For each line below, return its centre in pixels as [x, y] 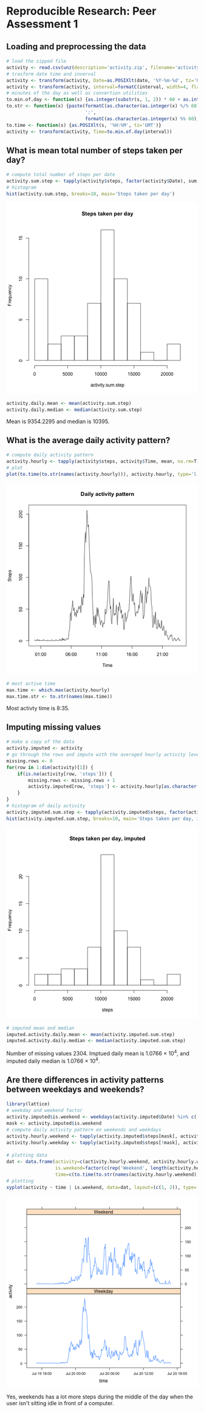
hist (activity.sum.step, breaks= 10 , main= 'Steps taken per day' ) [90, 194]
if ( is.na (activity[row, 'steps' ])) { [65, 774]
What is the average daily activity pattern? [88, 440]
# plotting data [27, 1155]
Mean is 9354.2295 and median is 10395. [58, 421]
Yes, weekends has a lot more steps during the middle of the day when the [100, 1397]
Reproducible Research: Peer [81, 11]
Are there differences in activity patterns [85, 1080]
